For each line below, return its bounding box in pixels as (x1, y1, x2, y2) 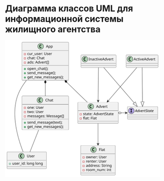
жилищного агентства (5, 24, 101, 35)
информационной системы (5, 13, 124, 25)
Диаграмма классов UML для (5, 3, 134, 14)
